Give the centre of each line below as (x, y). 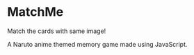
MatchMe (35, 12)
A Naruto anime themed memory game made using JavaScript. (97, 44)
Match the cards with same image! (57, 31)
